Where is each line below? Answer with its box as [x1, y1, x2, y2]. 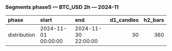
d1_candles [110, 17, 139, 24]
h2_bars [143, 17, 164, 24]
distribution [8, 31, 35, 38]
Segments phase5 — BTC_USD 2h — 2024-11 [5, 4, 119, 11]
